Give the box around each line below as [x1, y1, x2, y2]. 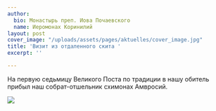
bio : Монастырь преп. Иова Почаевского [13, 17, 131, 24]
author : [7, 10, 30, 18]
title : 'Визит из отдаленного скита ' [7, 43, 121, 50]
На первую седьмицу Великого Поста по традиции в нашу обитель [7, 74, 210, 83]
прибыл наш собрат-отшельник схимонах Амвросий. [7, 82, 168, 91]
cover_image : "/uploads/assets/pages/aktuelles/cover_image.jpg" [7, 37, 203, 44]
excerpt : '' [7, 50, 42, 57]
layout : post [7, 30, 46, 37]
